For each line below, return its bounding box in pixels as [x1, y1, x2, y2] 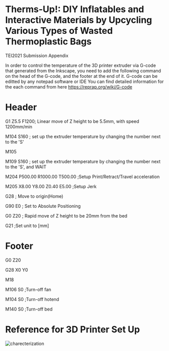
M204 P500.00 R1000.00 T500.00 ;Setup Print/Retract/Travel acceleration [5, 173, 160, 180]
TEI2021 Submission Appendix [5, 52, 69, 59]
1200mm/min [5, 123, 33, 129]
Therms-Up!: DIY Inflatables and [5, 4, 145, 15]
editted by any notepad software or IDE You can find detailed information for [5, 78, 164, 84]
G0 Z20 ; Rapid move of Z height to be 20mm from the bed [5, 212, 128, 218]
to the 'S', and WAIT [5, 163, 47, 170]
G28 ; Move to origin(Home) [5, 193, 64, 199]
